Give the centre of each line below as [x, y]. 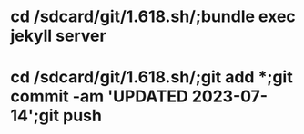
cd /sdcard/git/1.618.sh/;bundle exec [153, 17]
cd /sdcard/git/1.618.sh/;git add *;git [152, 77]
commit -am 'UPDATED [100, 96]
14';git [35, 116]
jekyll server [59, 36]
